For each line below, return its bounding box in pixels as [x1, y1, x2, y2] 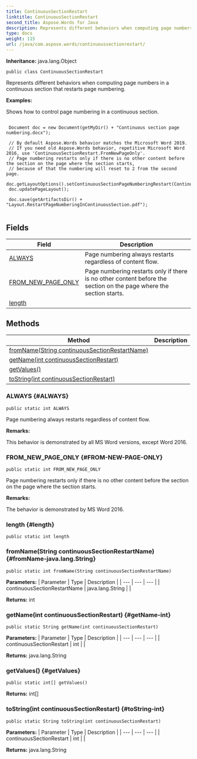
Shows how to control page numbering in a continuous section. [6, 108, 159, 115]
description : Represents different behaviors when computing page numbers [6, 25, 193, 31]
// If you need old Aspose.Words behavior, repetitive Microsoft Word [8, 145, 185, 151]
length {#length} [6, 520, 55, 529]
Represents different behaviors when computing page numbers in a [6, 79, 169, 86]
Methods [6, 318, 40, 329]
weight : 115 [6, 36, 35, 42]
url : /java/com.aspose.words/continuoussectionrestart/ [6, 42, 145, 48]
